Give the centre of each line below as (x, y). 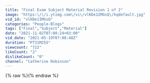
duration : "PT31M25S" (28, 43)
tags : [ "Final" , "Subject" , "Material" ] (46, 29)
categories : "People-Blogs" (35, 24)
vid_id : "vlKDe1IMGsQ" (29, 19)
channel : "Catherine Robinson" (38, 61)
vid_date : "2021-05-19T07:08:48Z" (42, 38)
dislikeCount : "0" (24, 57)
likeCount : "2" (21, 52)
